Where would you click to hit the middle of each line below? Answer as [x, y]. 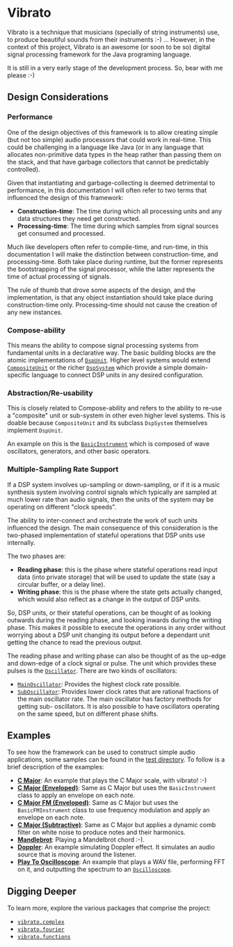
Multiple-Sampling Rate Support [63, 470]
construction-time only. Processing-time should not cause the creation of [112, 305]
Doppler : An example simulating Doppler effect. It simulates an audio [116, 847]
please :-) [21, 75]
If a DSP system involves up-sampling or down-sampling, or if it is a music [114, 484]
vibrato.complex [41, 922]
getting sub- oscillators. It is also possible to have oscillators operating [118, 706]
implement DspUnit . [35, 431]
